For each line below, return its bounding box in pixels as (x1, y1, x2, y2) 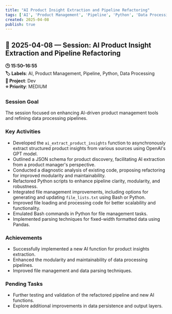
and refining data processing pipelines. (5, 115, 88, 121)
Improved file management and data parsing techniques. (12, 267, 133, 274)
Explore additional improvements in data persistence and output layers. (12, 303, 163, 309)
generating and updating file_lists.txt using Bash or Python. (12, 194, 146, 200)
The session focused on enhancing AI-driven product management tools (5, 110, 159, 116)
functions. (12, 298, 34, 304)
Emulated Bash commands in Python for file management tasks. (12, 211, 148, 217)
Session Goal (5, 98, 39, 105)
